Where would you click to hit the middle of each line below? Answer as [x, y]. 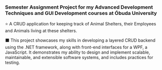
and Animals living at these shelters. [41, 31]
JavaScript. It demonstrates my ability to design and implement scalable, [78, 52]
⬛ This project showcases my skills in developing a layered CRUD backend [80, 40]
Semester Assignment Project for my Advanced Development [79, 7]
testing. [13, 63]
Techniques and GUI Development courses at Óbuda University [81, 13]
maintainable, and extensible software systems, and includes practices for [79, 58]
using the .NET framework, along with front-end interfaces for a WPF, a [76, 47]
